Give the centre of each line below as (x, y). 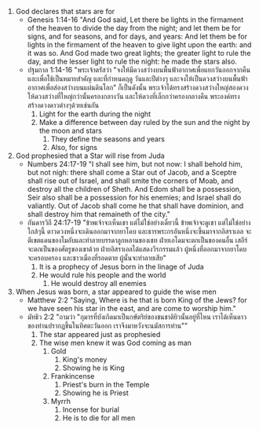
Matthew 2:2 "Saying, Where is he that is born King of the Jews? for (137, 300)
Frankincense (73, 376)
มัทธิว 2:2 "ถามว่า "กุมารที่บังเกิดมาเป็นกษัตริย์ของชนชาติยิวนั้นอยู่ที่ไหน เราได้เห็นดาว (137, 317)
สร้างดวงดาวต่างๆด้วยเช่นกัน (63, 105)
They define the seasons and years (108, 139)
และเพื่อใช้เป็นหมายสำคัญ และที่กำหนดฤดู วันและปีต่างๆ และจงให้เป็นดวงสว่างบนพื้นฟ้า (137, 79)
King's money (85, 359)
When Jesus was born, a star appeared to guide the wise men (116, 291)
